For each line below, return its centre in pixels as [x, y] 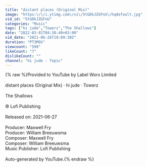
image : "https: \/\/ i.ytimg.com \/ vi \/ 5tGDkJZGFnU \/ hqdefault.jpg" [74, 14]
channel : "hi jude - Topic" [34, 61]
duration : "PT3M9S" [25, 42]
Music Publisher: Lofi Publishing [38, 149]
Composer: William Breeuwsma [37, 143]
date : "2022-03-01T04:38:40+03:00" [42, 33]
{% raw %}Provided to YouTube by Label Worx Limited [61, 75]
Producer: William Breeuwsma [36, 133]
